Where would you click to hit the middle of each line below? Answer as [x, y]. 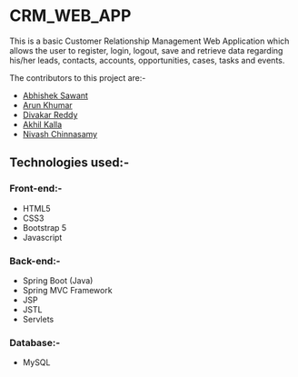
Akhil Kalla [42, 124]
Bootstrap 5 [45, 227]
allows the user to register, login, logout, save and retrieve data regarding [146, 50]
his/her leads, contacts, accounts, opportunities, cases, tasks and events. [147, 60]
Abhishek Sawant [55, 95]
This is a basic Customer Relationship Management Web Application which [149, 41]
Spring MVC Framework [67, 290]
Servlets [38, 319]
